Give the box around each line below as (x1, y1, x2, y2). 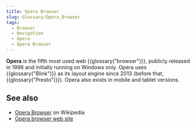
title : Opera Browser (6, 8, 60, 15)
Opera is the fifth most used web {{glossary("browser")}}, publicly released (6, 57, 190, 65)
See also (6, 93, 38, 103)
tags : (6, 19, 19, 25)
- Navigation (11, 31, 44, 36)
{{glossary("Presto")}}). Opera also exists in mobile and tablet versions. (6, 76, 180, 83)
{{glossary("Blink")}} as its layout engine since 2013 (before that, (6, 70, 164, 77)
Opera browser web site (14, 115, 74, 122)
